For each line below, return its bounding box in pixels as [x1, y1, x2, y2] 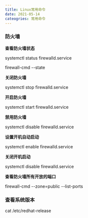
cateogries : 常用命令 [5, 16, 46, 21]
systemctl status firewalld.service [5, 55, 72, 61]
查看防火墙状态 [5, 45, 35, 51]
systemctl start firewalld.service [5, 104, 69, 110]
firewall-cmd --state [5, 64, 45, 70]
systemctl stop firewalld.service [5, 84, 69, 90]
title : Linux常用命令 [5, 7, 46, 12]
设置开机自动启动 [5, 134, 39, 139]
